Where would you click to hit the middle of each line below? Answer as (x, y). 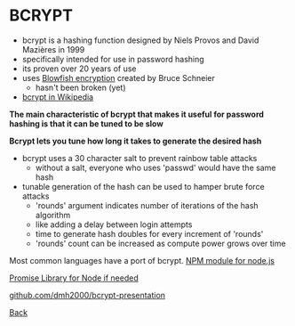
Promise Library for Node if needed (74, 278)
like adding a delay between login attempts (114, 224)
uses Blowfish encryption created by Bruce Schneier (118, 77)
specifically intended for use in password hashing (113, 59)
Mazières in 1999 (53, 49)
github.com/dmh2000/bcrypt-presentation (88, 295)
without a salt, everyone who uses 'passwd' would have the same (155, 167)
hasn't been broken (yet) (80, 87)
